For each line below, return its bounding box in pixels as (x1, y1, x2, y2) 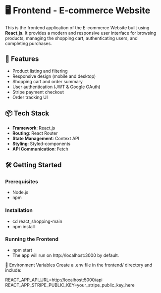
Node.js (12, 190, 29, 195)
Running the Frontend (5, 236, 58, 243)
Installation (5, 207, 33, 214)
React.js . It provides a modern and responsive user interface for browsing (5, 30, 157, 36)
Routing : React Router (12, 130, 58, 136)
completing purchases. (5, 40, 52, 46)
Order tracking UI (12, 94, 48, 100)
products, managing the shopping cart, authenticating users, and (5, 35, 138, 41)
